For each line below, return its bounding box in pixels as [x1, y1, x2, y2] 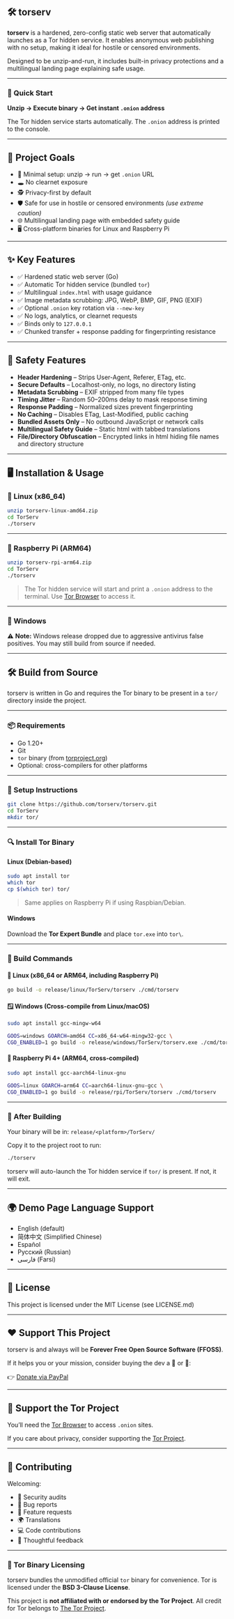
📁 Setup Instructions [7, 785, 78, 795]
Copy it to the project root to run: [7, 1141, 102, 1149]
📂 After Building [7, 1112, 61, 1121]
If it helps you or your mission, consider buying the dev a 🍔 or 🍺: [7, 1359, 192, 1367]
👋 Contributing [7, 1461, 72, 1473]
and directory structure [17, 439, 84, 448]
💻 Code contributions [17, 1526, 81, 1534]
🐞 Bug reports [17, 1500, 58, 1508]
